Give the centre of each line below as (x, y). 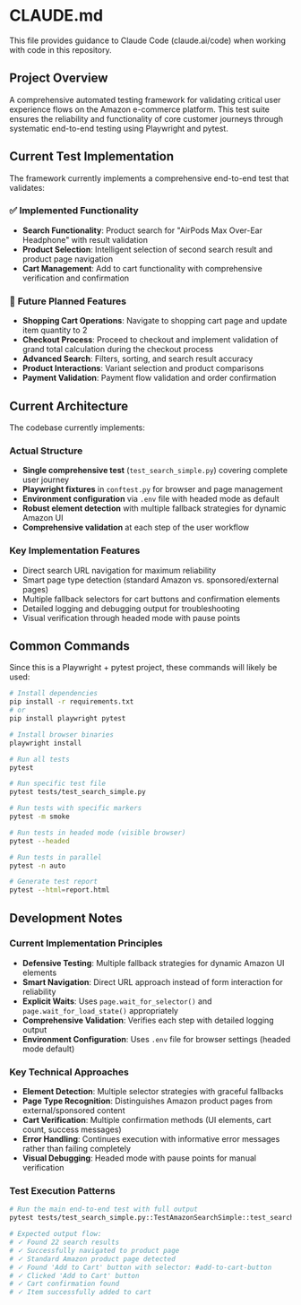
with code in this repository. (60, 49)
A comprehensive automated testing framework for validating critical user (145, 99)
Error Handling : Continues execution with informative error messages (151, 1139)
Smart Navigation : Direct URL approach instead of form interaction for (153, 981)
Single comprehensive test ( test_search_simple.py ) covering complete (155, 471)
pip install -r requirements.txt (72, 702)
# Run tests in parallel (56, 857)
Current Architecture (69, 406)
